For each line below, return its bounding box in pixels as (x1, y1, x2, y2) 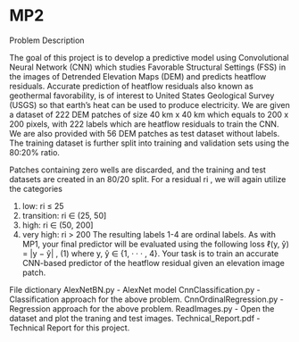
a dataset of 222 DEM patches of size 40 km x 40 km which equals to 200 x (9, 109, 289, 120)
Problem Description (9, 35, 85, 46)
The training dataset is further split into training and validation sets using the (9, 138, 290, 148)
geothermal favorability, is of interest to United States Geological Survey (9, 90, 275, 101)
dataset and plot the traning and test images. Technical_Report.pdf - (9, 313, 261, 323)
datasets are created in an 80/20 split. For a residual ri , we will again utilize (9, 173, 287, 184)
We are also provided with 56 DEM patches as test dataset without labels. (9, 128, 280, 138)
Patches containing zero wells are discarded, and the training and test (9, 164, 266, 175)
